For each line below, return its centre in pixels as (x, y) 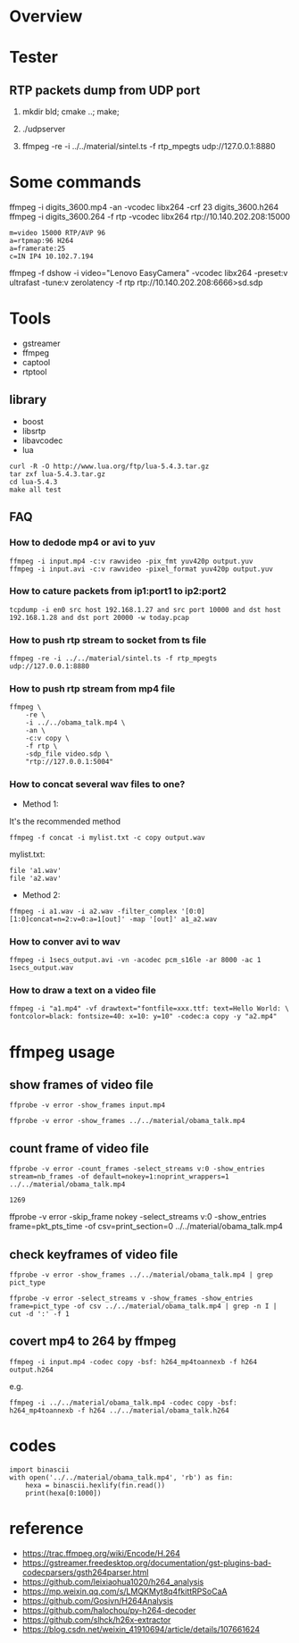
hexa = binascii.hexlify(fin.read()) (96, 1485)
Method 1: (41, 804)
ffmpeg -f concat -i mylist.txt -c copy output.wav (107, 837)
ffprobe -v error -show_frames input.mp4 (87, 1105)
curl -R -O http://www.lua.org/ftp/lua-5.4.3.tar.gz (109, 466)
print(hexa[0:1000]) (63, 1493)
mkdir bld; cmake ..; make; (71, 112)
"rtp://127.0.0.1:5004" (70, 762)
